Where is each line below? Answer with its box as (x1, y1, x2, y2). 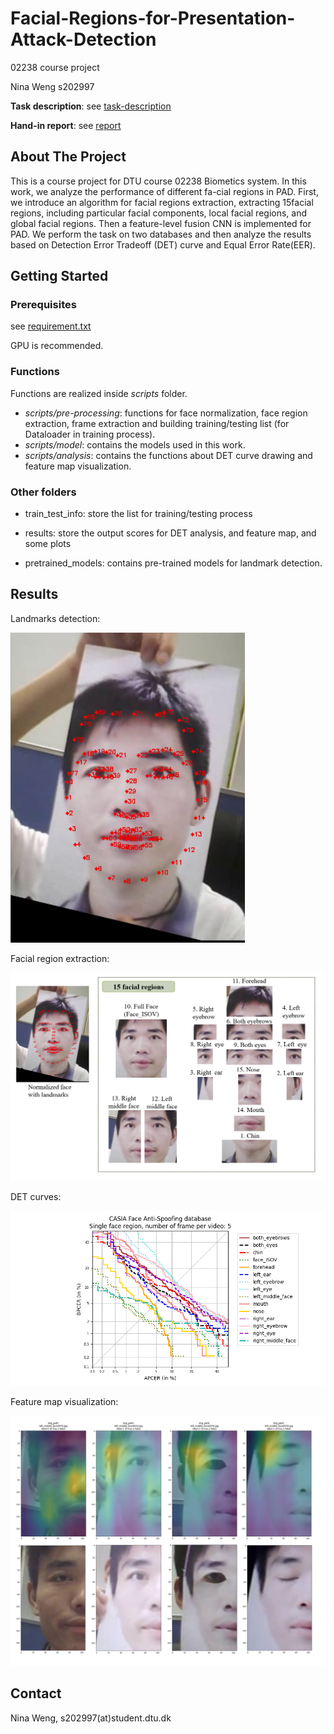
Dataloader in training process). (24, 428, 156, 440)
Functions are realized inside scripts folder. (10, 387, 188, 399)
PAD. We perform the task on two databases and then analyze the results (10, 228, 312, 240)
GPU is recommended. (10, 340, 104, 352)
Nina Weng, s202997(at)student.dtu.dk (10, 1712, 172, 1724)
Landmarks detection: (10, 612, 101, 624)
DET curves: (10, 1191, 62, 1203)
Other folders (10, 485, 77, 499)
